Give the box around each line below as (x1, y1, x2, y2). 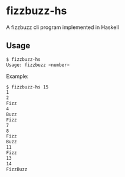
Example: (6, 73, 29, 80)
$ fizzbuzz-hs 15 (6, 84, 49, 90)
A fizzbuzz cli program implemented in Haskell (6, 24, 119, 31)
